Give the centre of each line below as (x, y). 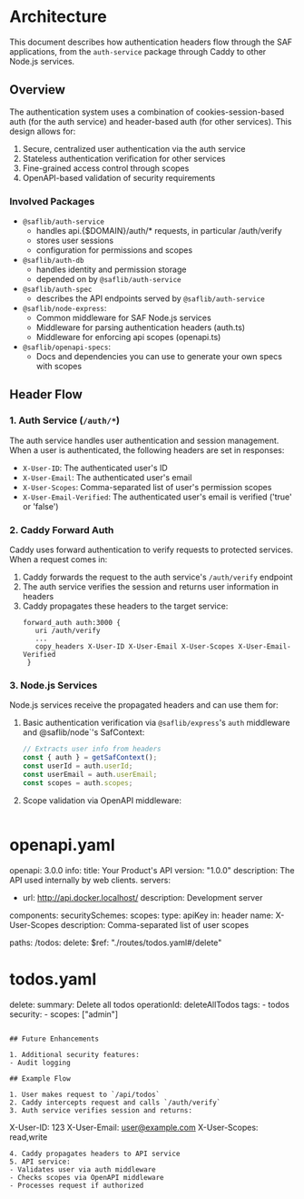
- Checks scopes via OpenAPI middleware (87, 1177)
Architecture (58, 17)
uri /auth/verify (68, 631)
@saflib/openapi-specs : (67, 347)
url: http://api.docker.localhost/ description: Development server (142, 897)
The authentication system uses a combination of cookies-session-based (147, 112)
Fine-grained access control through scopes (106, 168)
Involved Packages (52, 201)
